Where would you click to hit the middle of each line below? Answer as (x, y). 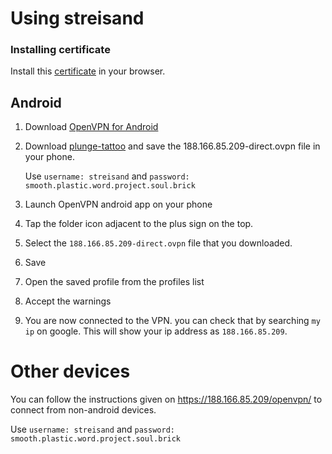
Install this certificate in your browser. (88, 71)
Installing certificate (60, 50)
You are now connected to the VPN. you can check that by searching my (172, 321)
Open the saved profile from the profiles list (114, 282)
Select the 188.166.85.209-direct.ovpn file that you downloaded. (158, 243)
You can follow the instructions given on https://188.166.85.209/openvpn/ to (166, 399)
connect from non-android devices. (83, 410)
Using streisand (77, 18)
